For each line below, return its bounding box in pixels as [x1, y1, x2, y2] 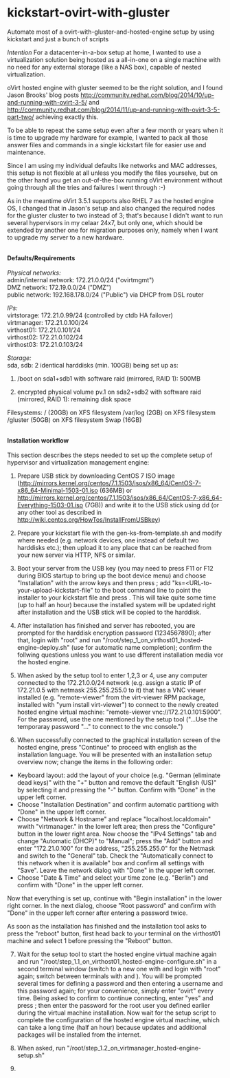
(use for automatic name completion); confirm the [71, 643, 212, 651]
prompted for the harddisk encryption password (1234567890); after [16, 628, 211, 637]
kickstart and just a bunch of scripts [7, 34, 109, 43]
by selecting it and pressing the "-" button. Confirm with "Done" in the [16, 785, 216, 794]
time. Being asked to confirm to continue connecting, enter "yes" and [16, 993, 214, 1002]
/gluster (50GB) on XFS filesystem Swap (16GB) [7, 415, 142, 424]
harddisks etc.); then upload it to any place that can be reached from [16, 543, 211, 551]
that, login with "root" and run [16, 635, 102, 644]
